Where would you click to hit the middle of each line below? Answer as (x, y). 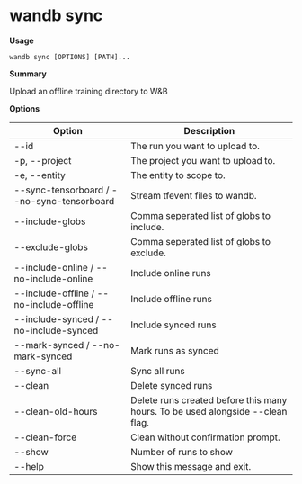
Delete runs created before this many (209, 399)
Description (209, 130)
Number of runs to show (182, 452)
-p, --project (43, 160)
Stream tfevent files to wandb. (194, 195)
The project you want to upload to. (203, 160)
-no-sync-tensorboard (64, 201)
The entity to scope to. (178, 175)
